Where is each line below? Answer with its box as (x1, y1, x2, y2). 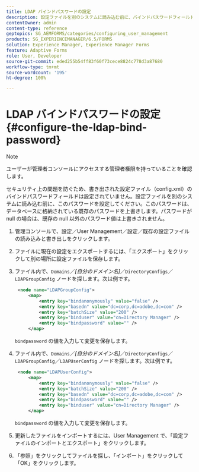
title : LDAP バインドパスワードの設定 (6, 8, 91, 15)
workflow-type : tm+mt (6, 64, 60, 70)
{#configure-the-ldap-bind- (6, 121, 147, 134)
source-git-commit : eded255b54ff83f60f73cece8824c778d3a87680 (6, 58, 163, 64)
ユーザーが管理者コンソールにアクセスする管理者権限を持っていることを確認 (6, 165, 192, 172)
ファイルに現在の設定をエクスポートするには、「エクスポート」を (14, 248, 173, 255)
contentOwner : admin (6, 20, 57, 26)
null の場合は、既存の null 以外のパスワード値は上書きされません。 (6, 215, 168, 222)
